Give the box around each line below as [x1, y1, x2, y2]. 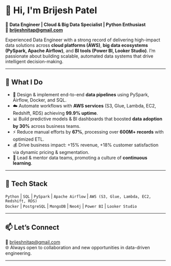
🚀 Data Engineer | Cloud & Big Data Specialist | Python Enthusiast [5, 21, 146, 28]
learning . [12, 160, 33, 166]
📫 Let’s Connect [5, 223, 60, 231]
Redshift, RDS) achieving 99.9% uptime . [12, 110, 98, 116]
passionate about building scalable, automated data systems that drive [5, 53, 154, 59]
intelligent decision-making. [5, 58, 64, 64]
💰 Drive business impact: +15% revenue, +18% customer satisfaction [12, 142, 159, 148]
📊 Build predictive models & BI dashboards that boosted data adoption [12, 116, 163, 122]
